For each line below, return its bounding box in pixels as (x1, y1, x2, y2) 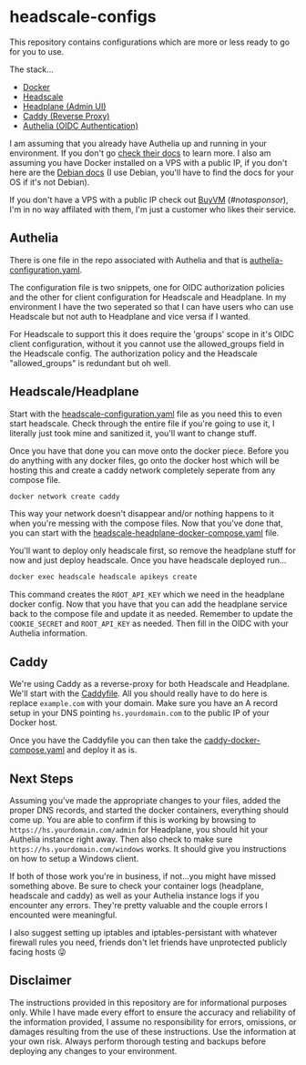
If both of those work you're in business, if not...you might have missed (9, 870, 276, 881)
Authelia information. (9, 628, 88, 639)
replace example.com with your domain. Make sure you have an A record (9, 698, 279, 709)
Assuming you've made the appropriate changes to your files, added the (9, 794, 281, 805)
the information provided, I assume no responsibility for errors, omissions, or (9, 1016, 297, 1027)
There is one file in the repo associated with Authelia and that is (9, 254, 249, 265)
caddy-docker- (203, 735, 261, 746)
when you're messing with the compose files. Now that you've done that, (9, 517, 284, 529)
